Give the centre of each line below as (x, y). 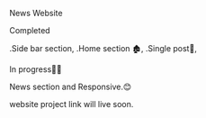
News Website (36, 13)
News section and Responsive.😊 (71, 86)
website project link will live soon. (72, 104)
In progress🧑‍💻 (36, 69)
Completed (30, 30)
